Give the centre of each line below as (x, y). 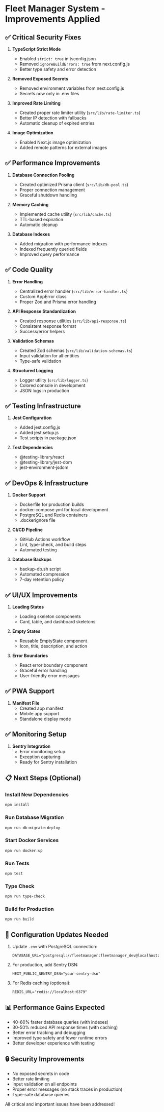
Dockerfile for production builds (52, 504)
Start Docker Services (32, 841)
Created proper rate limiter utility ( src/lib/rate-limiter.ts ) (80, 113)
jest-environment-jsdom (44, 467)
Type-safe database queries (41, 1094)
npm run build (20, 919)
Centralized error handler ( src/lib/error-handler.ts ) (74, 291)
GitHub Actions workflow (45, 539)
